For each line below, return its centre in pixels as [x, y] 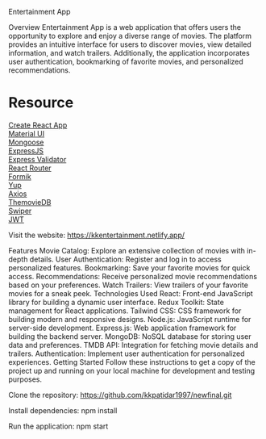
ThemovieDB [30, 202]
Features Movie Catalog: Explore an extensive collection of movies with [127, 250]
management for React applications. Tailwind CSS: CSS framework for [125, 311]
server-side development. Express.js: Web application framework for [123, 328]
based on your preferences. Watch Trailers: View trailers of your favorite [128, 285]
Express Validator [37, 159]
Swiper [20, 211]
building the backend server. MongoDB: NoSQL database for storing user [130, 336]
